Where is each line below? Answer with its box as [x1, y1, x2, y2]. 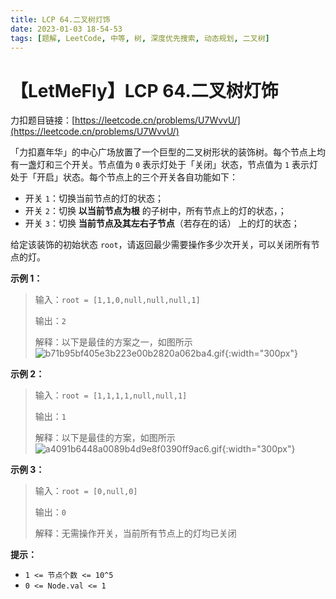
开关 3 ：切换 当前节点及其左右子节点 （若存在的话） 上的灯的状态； [24, 217, 300, 230]
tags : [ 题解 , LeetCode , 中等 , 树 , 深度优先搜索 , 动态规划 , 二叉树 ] [10, 33, 270, 43]
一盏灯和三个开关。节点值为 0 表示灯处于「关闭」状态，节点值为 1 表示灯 [18, 159, 319, 171]
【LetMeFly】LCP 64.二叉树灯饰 [10, 79, 279, 102]
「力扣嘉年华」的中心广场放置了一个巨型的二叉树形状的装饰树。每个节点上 [10, 146, 317, 158]
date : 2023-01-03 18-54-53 [10, 24, 123, 34]
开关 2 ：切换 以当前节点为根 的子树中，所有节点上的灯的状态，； [24, 205, 287, 217]
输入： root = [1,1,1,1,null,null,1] [34, 389, 188, 401]
